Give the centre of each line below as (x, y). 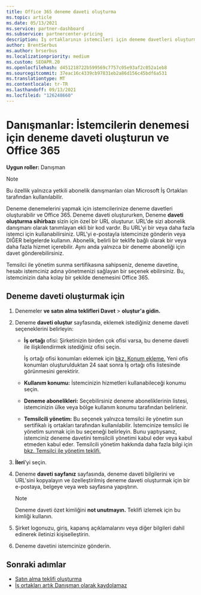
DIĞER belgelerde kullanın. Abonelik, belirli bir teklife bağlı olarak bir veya (96, 240)
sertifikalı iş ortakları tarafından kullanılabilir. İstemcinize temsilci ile (106, 425)
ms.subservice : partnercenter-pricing (54, 34)
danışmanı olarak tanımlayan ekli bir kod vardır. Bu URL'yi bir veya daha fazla (100, 227)
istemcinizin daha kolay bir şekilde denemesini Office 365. (78, 277)
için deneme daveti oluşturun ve (88, 138)
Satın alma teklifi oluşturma (48, 579)
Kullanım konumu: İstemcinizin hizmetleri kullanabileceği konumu (105, 383)
